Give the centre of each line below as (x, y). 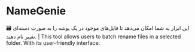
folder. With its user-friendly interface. (53, 42)
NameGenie (36, 11)
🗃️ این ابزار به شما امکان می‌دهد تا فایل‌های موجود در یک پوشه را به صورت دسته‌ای (98, 27)
